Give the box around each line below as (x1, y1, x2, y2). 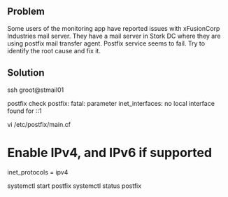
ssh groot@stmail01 (7, 86, 64, 94)
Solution (7, 67, 45, 79)
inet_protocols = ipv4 (7, 168, 69, 176)
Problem (7, 6, 45, 18)
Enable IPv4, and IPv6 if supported (7, 144, 212, 161)
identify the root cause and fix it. (7, 46, 101, 55)
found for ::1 (7, 107, 42, 115)
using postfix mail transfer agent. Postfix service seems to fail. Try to (7, 39, 205, 48)
